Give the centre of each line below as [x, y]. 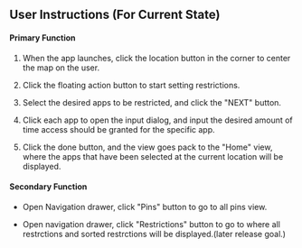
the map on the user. [61, 68]
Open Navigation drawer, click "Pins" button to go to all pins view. [145, 207]
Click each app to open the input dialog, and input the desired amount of [158, 120]
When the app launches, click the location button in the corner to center [156, 58]
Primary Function [42, 37]
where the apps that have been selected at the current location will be [153, 156]
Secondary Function [48, 187]
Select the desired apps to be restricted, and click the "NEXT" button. [152, 102]
